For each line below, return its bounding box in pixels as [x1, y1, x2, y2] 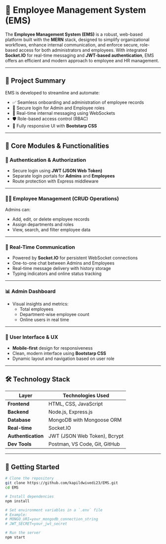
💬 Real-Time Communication [5, 243, 76, 250]
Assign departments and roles [12, 221, 74, 227]
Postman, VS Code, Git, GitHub [48, 441, 120, 448]
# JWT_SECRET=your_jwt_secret [5, 521, 68, 526]
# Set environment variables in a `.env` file [5, 507, 103, 512]
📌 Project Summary [5, 77, 66, 85]
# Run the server [5, 530, 41, 536]
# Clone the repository [5, 476, 54, 481]
